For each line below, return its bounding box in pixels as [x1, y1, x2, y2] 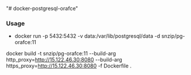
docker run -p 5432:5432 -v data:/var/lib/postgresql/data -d [14, 33, 161, 40]
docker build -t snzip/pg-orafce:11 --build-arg [6, 50, 116, 57]
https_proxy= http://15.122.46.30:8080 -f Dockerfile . [6, 62, 132, 69]
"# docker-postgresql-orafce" [6, 5, 79, 12]
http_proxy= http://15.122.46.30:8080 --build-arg [6, 56, 122, 63]
